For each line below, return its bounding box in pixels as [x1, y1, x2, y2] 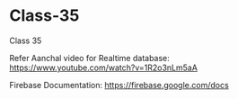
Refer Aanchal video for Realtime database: [9, 52, 171, 63]
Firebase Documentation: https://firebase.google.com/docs [9, 79, 229, 90]
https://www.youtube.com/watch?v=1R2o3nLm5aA [9, 62, 198, 73]
